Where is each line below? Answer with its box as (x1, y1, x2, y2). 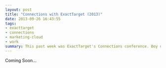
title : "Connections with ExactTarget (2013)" (5, 12, 103, 17)
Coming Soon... (5, 57, 37, 63)
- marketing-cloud (5, 35, 43, 40)
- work (5, 39, 19, 44)
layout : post (5, 7, 32, 12)
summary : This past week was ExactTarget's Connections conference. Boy (5, 44, 158, 49)
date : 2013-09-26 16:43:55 (5, 16, 61, 21)
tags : (5, 21, 16, 26)
